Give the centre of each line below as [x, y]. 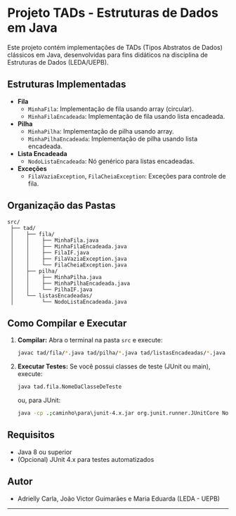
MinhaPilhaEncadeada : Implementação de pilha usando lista [113, 138]
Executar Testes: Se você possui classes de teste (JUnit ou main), [114, 366]
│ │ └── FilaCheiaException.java [69, 265]
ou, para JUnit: [39, 400]
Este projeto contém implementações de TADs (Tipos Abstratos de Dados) [115, 47]
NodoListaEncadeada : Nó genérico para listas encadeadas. [111, 161]
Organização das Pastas [61, 206]
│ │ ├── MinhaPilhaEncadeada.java [70, 283]
